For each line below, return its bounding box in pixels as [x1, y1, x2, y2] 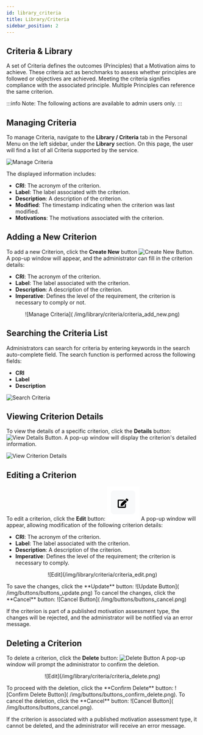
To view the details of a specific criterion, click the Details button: [6, 427, 172, 435]
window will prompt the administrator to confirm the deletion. [6, 661, 160, 668]
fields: [6, 357, 23, 365]
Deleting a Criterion [6, 638, 82, 649]
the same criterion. [6, 88, 54, 96]
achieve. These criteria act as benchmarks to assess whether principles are [6, 69, 196, 76]
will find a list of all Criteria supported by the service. [6, 147, 139, 153]
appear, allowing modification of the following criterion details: [6, 521, 163, 529]
